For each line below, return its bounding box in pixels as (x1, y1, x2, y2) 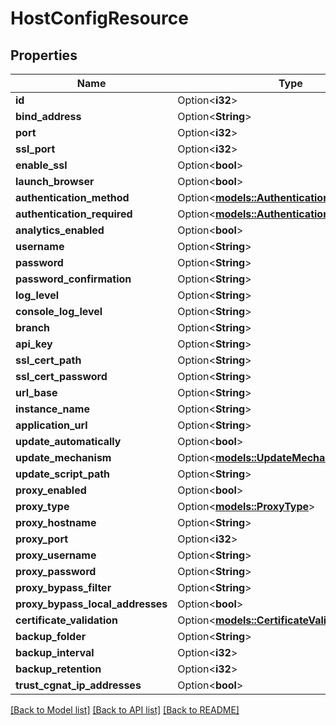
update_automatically (15, 435, 122, 448)
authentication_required (15, 207, 133, 221)
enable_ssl (15, 158, 68, 172)
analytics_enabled (15, 223, 105, 237)
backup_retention (15, 662, 102, 676)
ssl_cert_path (15, 353, 82, 367)
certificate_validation (15, 613, 118, 627)
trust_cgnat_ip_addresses (15, 678, 142, 692)
